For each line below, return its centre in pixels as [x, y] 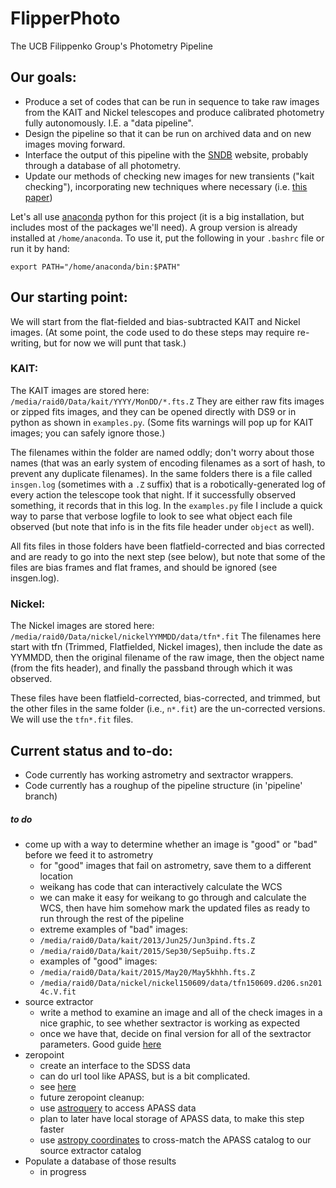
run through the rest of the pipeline [112, 918]
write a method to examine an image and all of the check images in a [181, 1012]
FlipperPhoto [65, 18]
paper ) [38, 197]
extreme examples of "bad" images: [113, 929]
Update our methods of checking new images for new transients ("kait [169, 176]
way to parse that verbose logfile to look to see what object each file [151, 516]
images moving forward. [75, 144]
